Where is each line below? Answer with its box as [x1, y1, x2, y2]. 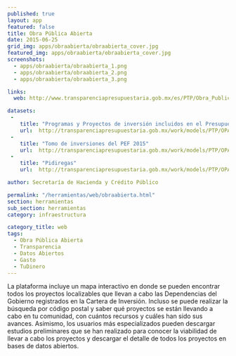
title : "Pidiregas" [20, 159, 77, 167]
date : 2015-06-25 [7, 37, 58, 44]
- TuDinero [13, 263, 46, 270]
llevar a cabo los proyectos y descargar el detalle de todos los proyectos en [7, 334, 227, 343]
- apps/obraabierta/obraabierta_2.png [13, 69, 128, 76]
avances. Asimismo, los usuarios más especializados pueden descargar [7, 319, 216, 328]
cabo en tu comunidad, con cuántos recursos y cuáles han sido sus [7, 312, 203, 320]
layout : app [7, 17, 42, 24]
